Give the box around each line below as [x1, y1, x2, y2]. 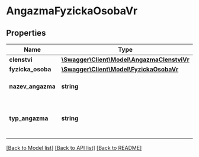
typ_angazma [9, 114, 49, 123]
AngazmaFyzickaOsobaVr [6, 4, 138, 18]
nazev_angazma [9, 82, 56, 90]
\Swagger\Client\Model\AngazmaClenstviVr [61, 55, 190, 64]
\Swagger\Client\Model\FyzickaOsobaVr [61, 65, 179, 73]
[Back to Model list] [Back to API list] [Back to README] [6, 145, 142, 151]
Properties [6, 28, 46, 38]
